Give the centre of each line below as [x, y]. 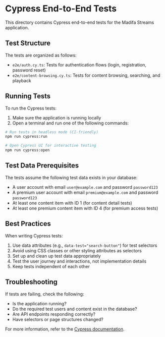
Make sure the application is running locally [57, 117]
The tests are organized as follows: [41, 55]
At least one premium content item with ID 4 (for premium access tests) [85, 208]
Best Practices [28, 224]
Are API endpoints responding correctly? [54, 314]
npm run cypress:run [27, 137]
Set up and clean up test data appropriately [56, 256]
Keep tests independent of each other [51, 266]
